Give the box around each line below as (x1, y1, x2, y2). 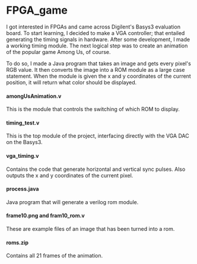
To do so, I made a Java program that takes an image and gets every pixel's (6, 60, 191, 67)
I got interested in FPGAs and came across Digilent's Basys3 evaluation (6, 23, 181, 30)
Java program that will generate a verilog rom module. (6, 198, 139, 205)
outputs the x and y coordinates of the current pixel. (6, 171, 134, 179)
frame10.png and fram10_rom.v (6, 212, 85, 220)
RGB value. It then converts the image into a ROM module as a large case (6, 66, 185, 73)
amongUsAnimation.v (6, 93, 62, 100)
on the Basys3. (6, 139, 43, 146)
